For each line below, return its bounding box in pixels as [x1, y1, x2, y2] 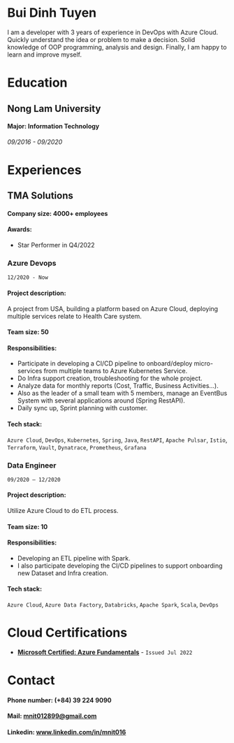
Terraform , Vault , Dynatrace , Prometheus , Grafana [7, 442, 147, 452]
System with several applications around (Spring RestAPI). [17, 396, 185, 405]
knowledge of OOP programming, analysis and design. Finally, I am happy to [7, 43, 227, 51]
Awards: [7, 225, 33, 233]
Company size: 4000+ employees [7, 209, 108, 217]
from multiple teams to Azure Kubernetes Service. [43, 367, 188, 375]
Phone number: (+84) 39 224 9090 [7, 695, 112, 704]
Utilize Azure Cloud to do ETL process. [7, 507, 119, 515]
